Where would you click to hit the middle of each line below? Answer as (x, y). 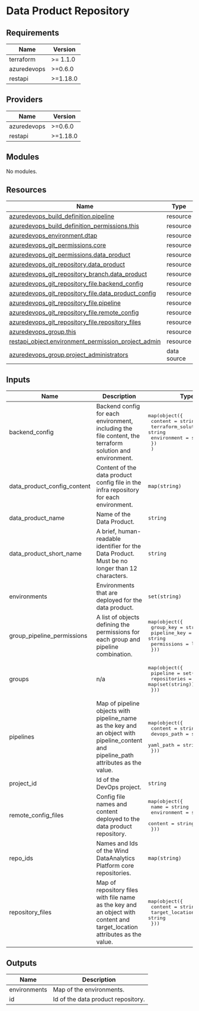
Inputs (18, 379)
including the (114, 429)
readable (109, 539)
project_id (23, 784)
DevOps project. (119, 787)
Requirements (33, 33)
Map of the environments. (89, 990)
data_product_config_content (50, 486)
